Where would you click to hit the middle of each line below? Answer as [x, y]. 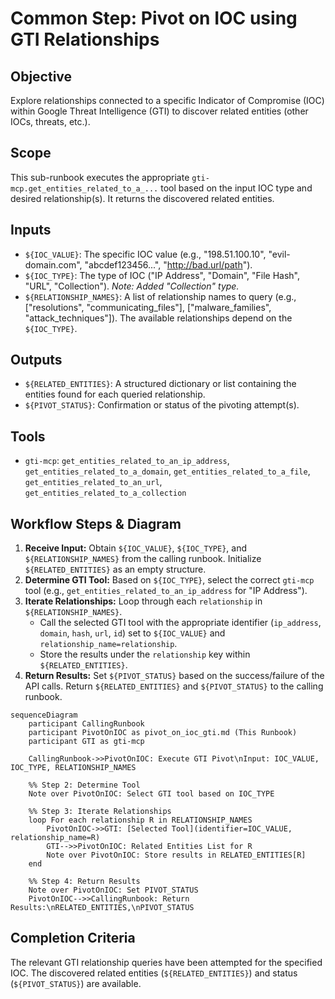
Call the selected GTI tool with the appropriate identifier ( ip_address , [180, 623]
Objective [41, 76]
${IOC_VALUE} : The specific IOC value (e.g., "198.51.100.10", [145, 254]
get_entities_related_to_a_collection [105, 493]
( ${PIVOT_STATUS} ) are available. [76, 983]
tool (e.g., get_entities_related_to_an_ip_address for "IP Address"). [166, 591]
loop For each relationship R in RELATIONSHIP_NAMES [140, 820]
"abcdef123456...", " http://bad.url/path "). [168, 264]
